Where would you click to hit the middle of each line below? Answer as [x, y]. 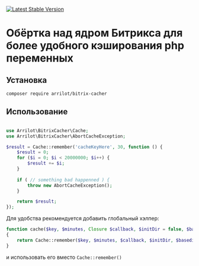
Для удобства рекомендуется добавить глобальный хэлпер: [83, 219]
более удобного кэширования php [95, 46]
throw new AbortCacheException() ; [70, 185]
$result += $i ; [46, 164]
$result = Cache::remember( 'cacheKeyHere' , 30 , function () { [84, 147]
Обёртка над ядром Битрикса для [94, 33]
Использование [37, 112]
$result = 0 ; [33, 152]
